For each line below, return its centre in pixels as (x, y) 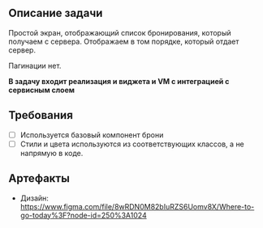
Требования (41, 115)
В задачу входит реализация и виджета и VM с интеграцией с (119, 81)
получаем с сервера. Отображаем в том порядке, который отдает (124, 41)
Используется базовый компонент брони (92, 135)
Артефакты (39, 178)
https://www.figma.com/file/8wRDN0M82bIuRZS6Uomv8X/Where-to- (137, 206)
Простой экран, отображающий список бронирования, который (120, 32)
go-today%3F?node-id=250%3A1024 (84, 215)
